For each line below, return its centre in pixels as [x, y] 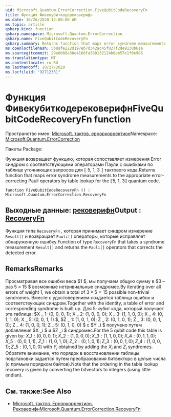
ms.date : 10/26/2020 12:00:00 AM [41, 20]
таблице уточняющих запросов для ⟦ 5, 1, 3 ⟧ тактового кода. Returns [80, 169]
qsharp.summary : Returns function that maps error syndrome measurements [86, 44]
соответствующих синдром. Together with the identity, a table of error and [85, 303]
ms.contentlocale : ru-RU [32, 63]
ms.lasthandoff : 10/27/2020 [35, 67]
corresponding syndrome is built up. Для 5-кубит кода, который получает [85, 308]
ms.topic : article [25, 24]
